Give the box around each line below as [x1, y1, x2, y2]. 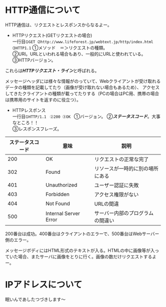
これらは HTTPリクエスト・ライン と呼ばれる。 [5, 67, 100, 73]
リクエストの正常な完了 [94, 155, 149, 162]
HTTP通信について [5, 4, 81, 16]
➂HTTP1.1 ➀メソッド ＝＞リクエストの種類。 [12, 45, 108, 51]
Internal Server [45, 210, 81, 217]
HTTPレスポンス [12, 107, 46, 113]
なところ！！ [12, 119, 39, 125]
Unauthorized [45, 181, 78, 188]
